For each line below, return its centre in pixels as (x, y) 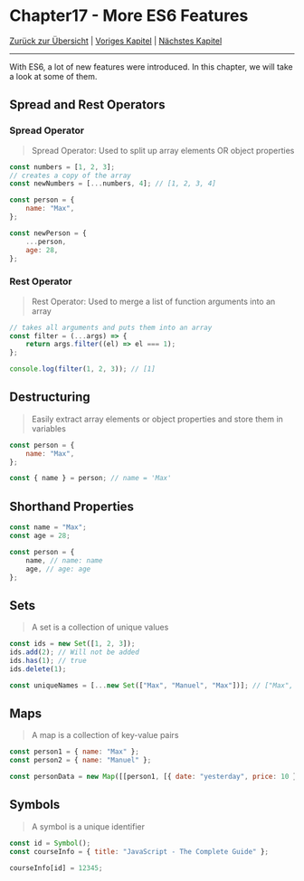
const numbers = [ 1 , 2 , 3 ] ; (62, 167)
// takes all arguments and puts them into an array (111, 327)
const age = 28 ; (40, 536)
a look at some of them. (53, 76)
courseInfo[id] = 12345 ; (56, 868)
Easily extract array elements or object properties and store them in (157, 419)
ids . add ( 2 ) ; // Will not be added (75, 652)
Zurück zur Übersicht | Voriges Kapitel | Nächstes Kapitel (116, 41)
